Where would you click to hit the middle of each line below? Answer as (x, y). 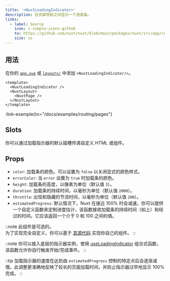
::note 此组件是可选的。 (30, 227)
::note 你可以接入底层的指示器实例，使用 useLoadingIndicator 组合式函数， (83, 244)
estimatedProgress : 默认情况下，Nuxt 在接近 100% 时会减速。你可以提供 (88, 203)
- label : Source (27, 24)
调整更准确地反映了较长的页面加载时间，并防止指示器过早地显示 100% (92, 267)
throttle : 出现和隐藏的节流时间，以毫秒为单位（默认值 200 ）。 (77, 197)
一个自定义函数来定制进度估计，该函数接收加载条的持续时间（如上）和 (86, 210)
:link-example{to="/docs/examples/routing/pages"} (59, 114)
